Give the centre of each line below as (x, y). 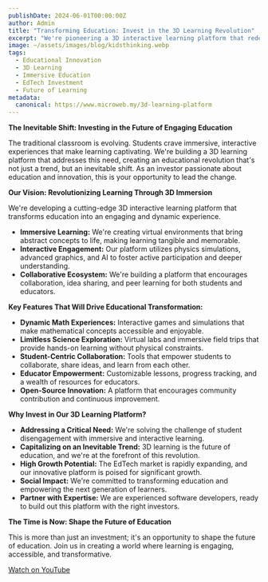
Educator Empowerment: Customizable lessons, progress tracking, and (138, 373)
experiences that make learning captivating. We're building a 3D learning (128, 152)
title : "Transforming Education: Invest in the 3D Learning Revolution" (132, 30)
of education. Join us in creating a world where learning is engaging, (121, 546)
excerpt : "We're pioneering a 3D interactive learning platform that (126, 38)
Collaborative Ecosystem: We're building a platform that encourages (134, 275)
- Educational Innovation (59, 61)
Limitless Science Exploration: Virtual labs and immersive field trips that (139, 340)
